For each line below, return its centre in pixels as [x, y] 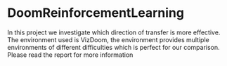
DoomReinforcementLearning [96, 13]
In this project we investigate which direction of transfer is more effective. [114, 32]
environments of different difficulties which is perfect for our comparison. [113, 47]
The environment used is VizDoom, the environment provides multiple [108, 39]
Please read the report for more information [70, 55]
